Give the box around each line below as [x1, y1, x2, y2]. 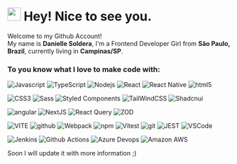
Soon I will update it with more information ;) [7, 149, 137, 158]
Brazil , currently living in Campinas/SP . [7, 47, 123, 55]
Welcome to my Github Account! [7, 32, 102, 40]
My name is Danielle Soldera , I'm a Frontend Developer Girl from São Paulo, [7, 39, 231, 47]
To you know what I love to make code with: [7, 64, 161, 74]
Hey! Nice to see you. [23, 8, 153, 25]
